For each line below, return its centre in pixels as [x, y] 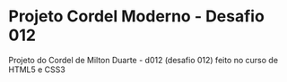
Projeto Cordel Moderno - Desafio [137, 16]
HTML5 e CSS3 [37, 70]
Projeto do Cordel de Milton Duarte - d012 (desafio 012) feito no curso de [143, 60]
